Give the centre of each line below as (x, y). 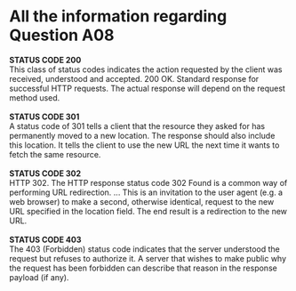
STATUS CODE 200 (45, 60)
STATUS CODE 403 (45, 239)
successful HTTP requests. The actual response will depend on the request (148, 88)
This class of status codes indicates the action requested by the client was (146, 69)
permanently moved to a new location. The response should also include (142, 135)
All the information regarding (118, 16)
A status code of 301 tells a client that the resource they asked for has (137, 125)
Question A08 (62, 35)
